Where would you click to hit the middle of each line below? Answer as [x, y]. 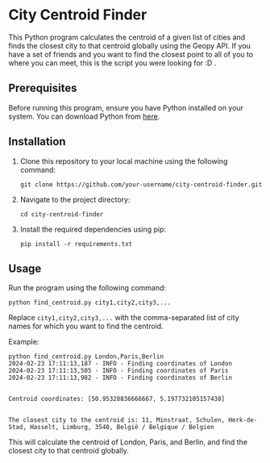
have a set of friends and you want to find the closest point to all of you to [131, 54]
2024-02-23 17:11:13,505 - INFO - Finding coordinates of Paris [118, 371]
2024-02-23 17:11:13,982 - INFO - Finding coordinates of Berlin [120, 378]
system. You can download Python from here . [84, 116]
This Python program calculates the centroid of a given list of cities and [127, 37]
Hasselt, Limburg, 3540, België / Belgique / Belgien [122, 428]
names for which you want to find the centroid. [86, 326]
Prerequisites [43, 88]
